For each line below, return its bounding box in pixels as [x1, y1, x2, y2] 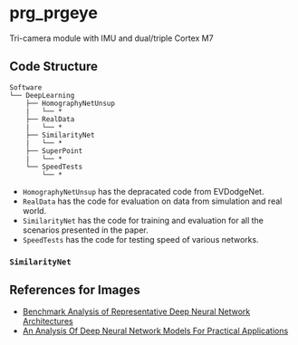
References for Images [9, 283, 140, 298]
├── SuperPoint [25, 146, 83, 156]
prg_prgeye [9, 3, 98, 24]
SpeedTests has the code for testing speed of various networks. [22, 234, 260, 244]
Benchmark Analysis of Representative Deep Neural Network [22, 306, 251, 317]
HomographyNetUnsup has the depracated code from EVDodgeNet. [22, 186, 264, 196]
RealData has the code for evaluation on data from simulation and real [22, 196, 283, 206]
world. [22, 205, 47, 216]
